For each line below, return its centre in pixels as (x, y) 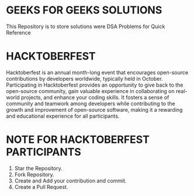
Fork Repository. (34, 174)
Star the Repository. (38, 168)
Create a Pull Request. (41, 187)
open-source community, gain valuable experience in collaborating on (90, 91)
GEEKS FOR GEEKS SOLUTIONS (84, 10)
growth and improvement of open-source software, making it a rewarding (94, 109)
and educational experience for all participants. (63, 116)
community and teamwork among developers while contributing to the (91, 104)
